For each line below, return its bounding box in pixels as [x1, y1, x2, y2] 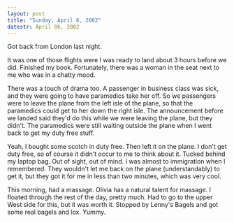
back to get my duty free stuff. [7, 129, 95, 137]
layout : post [7, 10, 45, 17]
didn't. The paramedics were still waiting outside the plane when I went [7, 122, 212, 130]
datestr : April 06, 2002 [7, 23, 80, 30]
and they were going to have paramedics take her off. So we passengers [7, 92, 217, 100]
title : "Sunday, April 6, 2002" [7, 17, 101, 24]
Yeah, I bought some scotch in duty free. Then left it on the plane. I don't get [7, 143, 227, 151]
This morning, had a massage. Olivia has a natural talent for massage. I [7, 186, 212, 194]
